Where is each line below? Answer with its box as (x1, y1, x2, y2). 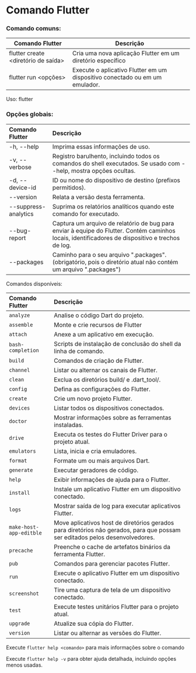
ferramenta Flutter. (54, 550, 106, 558)
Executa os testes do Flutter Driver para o (54, 430, 168, 438)
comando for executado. (52, 210, 120, 218)
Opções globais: (6, 110, 54, 119)
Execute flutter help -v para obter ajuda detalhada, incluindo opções (6, 655, 177, 662)
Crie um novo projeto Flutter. (54, 394, 132, 403)
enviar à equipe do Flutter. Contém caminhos (52, 226, 176, 234)
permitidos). (52, 183, 86, 192)
